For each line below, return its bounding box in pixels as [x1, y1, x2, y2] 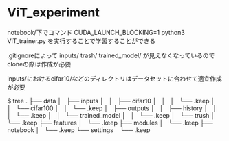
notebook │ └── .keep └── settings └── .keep [7, 125, 151, 134]
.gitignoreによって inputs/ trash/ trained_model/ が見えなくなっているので [7, 51, 215, 60]
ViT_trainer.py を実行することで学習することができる [7, 36, 156, 45]
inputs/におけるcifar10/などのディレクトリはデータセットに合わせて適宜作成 [7, 74, 222, 83]
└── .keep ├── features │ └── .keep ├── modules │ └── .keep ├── [7, 118, 213, 127]
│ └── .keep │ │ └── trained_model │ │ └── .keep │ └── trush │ [7, 111, 215, 119]
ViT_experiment [7, 5, 100, 21]
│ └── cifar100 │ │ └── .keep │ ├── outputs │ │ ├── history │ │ [7, 104, 217, 112]
